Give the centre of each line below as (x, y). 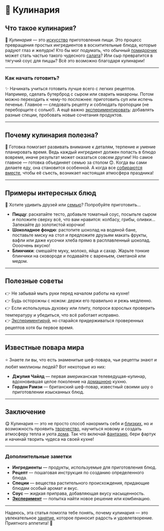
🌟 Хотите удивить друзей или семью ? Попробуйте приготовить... (73, 204)
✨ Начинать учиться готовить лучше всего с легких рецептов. (70, 89)
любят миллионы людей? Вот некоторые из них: (55, 367)
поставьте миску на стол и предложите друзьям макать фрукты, (80, 235)
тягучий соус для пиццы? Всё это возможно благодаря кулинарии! (75, 61)
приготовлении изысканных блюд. (48, 392)
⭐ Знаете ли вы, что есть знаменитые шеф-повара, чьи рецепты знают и (81, 359)
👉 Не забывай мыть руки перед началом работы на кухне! (67, 293)
